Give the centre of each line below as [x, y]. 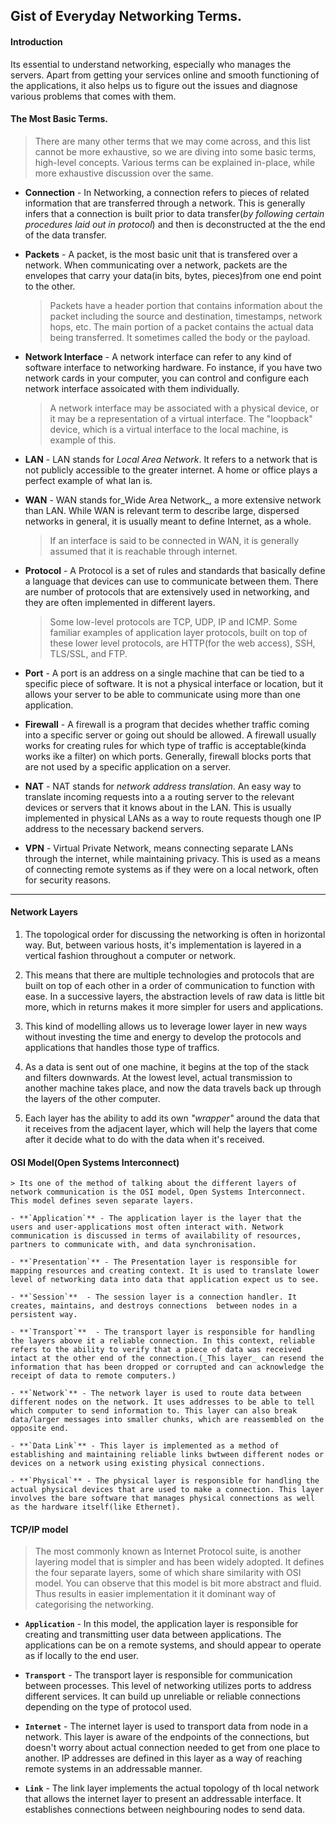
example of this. [83, 440]
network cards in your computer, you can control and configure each [166, 378]
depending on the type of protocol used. [108, 1707]
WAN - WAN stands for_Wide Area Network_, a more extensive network [173, 500]
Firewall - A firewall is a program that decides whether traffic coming [167, 724]
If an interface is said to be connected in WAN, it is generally [174, 540]
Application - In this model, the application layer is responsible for [161, 1624]
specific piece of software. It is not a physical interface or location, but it [174, 683]
